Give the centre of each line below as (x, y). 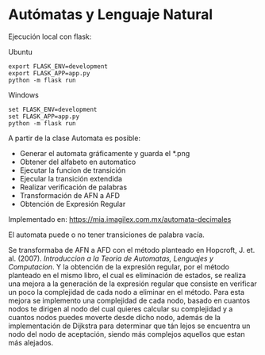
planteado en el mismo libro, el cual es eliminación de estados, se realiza (127, 275)
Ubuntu (21, 52)
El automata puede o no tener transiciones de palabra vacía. (106, 235)
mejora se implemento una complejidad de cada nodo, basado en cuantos (129, 300)
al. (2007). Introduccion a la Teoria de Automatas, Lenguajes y (111, 258)
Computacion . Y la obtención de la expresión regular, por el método (119, 266)
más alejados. (31, 342)
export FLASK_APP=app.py (49, 73)
